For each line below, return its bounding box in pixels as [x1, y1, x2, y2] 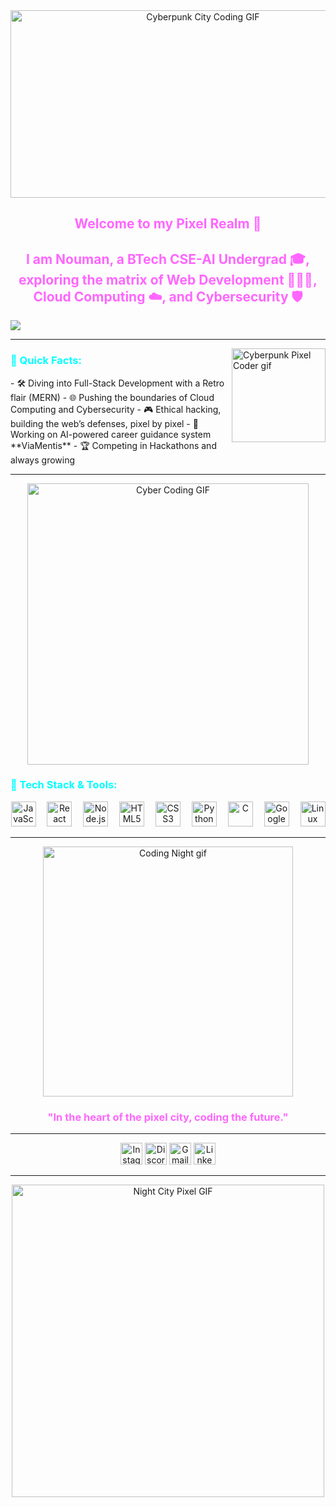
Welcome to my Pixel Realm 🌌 [74, 215, 262, 233]
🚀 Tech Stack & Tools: [10, 778, 118, 792]
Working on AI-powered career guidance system [10, 428, 212, 440]
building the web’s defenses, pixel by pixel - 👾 [10, 417, 199, 429]
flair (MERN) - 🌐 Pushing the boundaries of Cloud [10, 391, 215, 403]
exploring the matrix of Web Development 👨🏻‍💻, [18, 271, 318, 288]
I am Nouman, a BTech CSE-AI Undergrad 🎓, [25, 250, 311, 268]
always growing [10, 454, 76, 466]
